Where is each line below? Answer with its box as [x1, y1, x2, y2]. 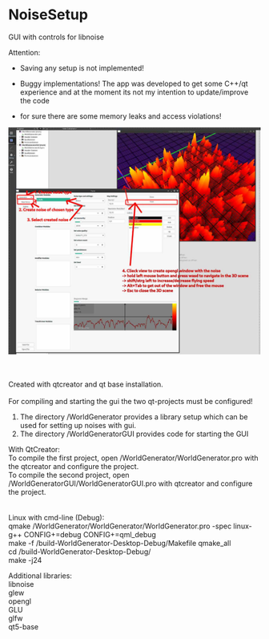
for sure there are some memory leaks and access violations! [19, 111, 222, 121]
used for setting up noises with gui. [19, 420, 137, 430]
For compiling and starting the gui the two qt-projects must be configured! [8, 396, 254, 406]
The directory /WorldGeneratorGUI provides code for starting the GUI [19, 429, 249, 439]
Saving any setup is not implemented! [19, 63, 144, 73]
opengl [8, 596, 32, 606]
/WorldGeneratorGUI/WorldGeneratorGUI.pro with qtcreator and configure [8, 479, 253, 488]
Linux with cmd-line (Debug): [8, 512, 105, 522]
